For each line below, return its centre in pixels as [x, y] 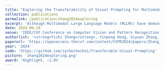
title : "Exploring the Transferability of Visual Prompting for [72, 10]
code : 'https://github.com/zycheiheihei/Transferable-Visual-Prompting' [81, 51]
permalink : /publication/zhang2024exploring [51, 19]
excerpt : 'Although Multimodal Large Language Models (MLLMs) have [76, 23]
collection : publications [31, 14]
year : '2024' [18, 46]
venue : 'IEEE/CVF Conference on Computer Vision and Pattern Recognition [82, 33]
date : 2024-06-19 [23, 28]
